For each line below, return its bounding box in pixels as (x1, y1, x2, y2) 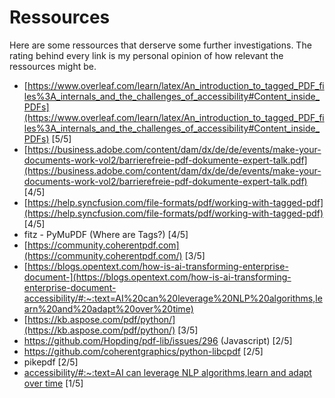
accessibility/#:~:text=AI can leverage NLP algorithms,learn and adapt (23, 366, 312, 378)
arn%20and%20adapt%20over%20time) (23, 302, 194, 315)
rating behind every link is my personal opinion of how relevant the (9, 49, 284, 61)
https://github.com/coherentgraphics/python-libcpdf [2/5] (23, 345, 264, 357)
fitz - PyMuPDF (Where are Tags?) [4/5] (23, 228, 189, 240)
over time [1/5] (23, 377, 84, 389)
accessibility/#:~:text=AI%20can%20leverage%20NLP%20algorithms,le (23, 292, 323, 304)
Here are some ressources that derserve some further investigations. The (9, 39, 312, 51)
